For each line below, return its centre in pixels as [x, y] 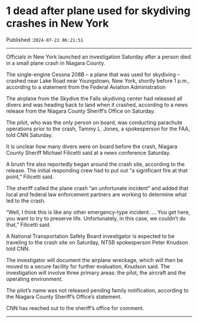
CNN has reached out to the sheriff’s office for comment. [75, 308]
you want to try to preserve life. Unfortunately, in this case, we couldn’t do [96, 218]
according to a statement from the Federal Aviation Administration [86, 87]
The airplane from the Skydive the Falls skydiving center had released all [94, 98]
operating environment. [34, 279]
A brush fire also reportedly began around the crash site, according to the [95, 164]
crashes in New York [57, 23]
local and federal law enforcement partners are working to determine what [96, 194]
